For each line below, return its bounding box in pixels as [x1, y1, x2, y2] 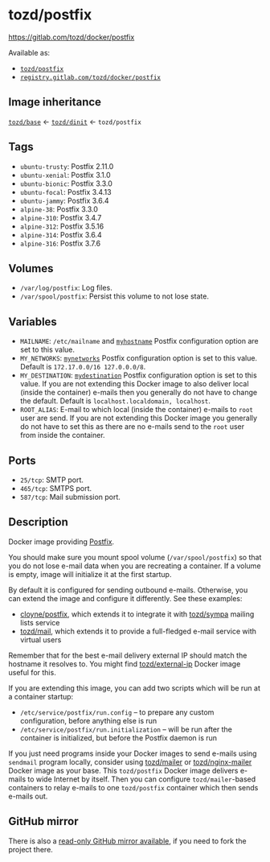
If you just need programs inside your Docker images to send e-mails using [8, 749, 257, 758]
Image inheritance [8, 95, 102, 109]
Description [8, 515, 68, 529]
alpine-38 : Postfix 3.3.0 [19, 204, 99, 214]
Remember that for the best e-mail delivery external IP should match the [8, 650, 247, 660]
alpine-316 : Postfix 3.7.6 [19, 238, 101, 248]
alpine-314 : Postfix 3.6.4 [19, 229, 102, 239]
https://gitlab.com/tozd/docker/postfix [8, 32, 135, 42]
